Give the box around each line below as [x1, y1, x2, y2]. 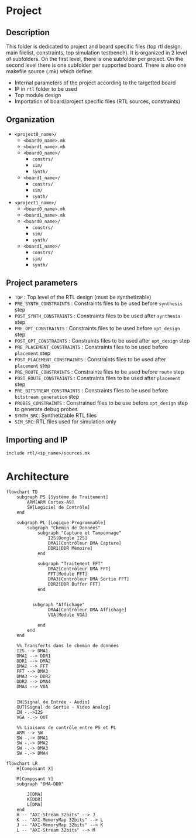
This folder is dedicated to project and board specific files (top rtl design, [6, 43, 183, 50]
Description [6, 28, 50, 37]
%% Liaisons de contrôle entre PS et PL [16, 725, 116, 731]
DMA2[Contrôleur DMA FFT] [47, 566, 111, 572]
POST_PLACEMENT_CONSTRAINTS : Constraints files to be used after [14, 355, 166, 362]
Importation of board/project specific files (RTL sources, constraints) [14, 98, 181, 105]
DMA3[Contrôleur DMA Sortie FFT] [47, 576, 130, 582]
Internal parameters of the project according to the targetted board [14, 79, 176, 86]
